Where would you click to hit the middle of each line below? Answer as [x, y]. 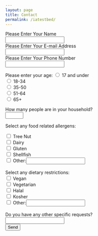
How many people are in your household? [49, 110]
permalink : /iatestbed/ [31, 19]
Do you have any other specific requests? [49, 215]
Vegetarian [24, 185]
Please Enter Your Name [31, 34]
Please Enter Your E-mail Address [41, 46]
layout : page [19, 10]
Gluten [20, 149]
